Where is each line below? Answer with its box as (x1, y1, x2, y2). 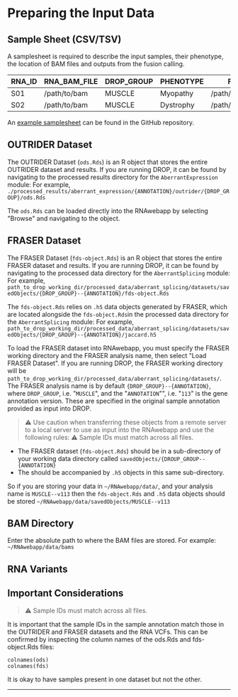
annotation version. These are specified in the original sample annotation (7, 396, 220, 405)
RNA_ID (11, 77, 38, 86)
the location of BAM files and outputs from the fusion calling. (7, 60, 185, 68)
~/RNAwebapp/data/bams (7, 544, 74, 551)
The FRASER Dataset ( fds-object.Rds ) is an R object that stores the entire (7, 254, 222, 262)
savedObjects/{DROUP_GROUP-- (119, 455, 206, 463)
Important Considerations (7, 588, 124, 600)
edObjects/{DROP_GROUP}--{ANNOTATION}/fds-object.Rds (7, 290, 170, 297)
